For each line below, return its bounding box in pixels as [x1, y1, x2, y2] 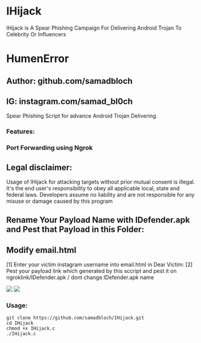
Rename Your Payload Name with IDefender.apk [6, 215, 190, 225]
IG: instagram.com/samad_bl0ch [6, 96, 133, 106]
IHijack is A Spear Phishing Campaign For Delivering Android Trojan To [6, 24, 182, 31]
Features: [6, 127, 35, 136]
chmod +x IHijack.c [6, 325, 56, 332]
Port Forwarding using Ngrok [6, 144, 93, 152]
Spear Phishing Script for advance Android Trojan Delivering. [6, 112, 158, 120]
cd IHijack [6, 320, 34, 327]
